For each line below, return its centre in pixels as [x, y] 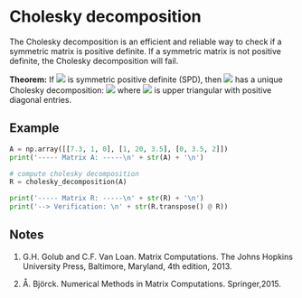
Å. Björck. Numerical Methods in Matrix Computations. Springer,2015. [152, 284]
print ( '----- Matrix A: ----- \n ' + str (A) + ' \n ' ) [107, 157]
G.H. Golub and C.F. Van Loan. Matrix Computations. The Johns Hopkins [158, 256]
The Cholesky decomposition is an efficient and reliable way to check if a [146, 42]
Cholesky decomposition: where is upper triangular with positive [141, 90]
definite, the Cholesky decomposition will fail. [94, 61]
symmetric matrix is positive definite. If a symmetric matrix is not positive [146, 51]
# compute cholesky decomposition [75, 173]
